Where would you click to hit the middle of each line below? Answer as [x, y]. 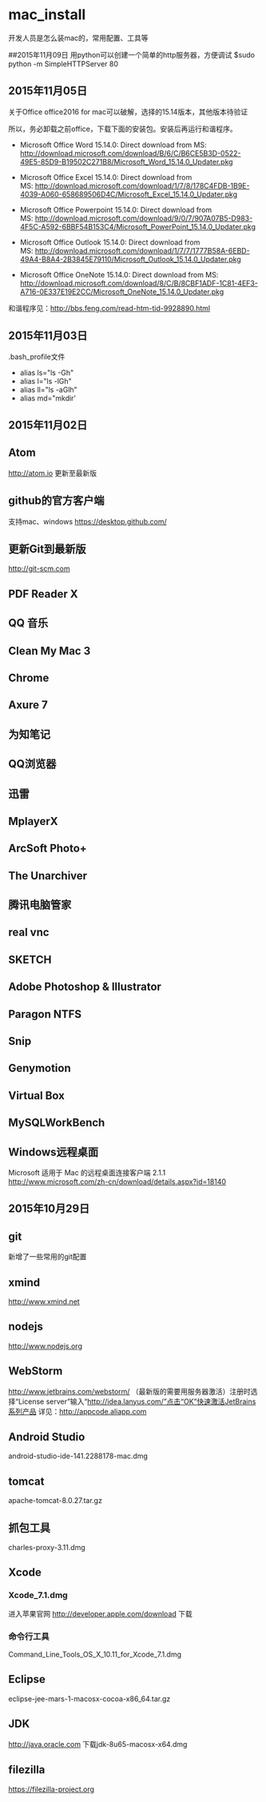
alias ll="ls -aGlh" [48, 389]
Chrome [29, 678]
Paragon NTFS [45, 1014]
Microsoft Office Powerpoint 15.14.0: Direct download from [116, 209]
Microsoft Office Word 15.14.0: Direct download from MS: [113, 145]
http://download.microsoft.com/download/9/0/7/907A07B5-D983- [144, 218]
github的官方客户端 [57, 501]
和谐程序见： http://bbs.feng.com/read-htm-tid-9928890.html [109, 308]
